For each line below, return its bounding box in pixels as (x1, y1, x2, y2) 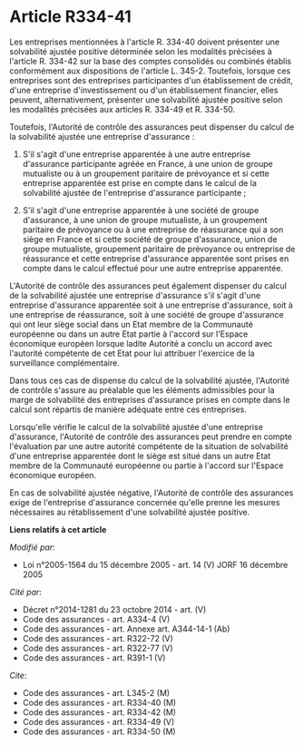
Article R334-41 (9, 6, 132, 27)
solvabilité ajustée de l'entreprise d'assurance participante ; (22, 187, 247, 198)
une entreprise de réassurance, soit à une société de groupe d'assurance (9, 309, 284, 319)
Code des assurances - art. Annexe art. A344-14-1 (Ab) (22, 623, 230, 634)
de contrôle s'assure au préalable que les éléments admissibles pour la (9, 384, 275, 396)
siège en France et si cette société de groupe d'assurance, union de (22, 233, 278, 244)
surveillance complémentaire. (9, 357, 120, 368)
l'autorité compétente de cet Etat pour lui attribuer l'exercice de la (9, 348, 256, 358)
